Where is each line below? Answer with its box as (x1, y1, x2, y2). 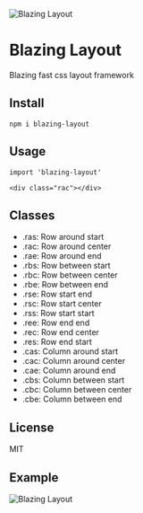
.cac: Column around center (21, 356, 126, 367)
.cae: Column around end (21, 365, 116, 376)
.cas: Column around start (21, 346, 119, 357)
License (9, 420, 55, 435)
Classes (9, 208, 55, 223)
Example (9, 470, 59, 485)
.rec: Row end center (21, 327, 100, 338)
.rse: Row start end (21, 288, 92, 300)
